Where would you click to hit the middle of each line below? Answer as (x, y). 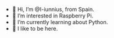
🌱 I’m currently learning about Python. (60, 22)
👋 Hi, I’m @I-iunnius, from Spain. (53, 9)
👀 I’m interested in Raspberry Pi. (53, 16)
